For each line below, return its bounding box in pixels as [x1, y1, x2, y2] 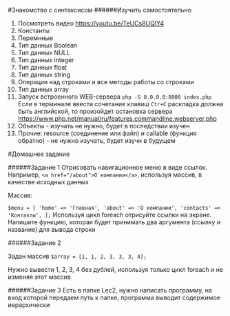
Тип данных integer [17, 56, 74, 64]
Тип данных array [17, 86, 70, 93]
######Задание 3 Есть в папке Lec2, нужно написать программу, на [8, 286, 213, 294]
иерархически [8, 301, 50, 309]
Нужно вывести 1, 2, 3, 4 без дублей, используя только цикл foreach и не [8, 266, 223, 273]
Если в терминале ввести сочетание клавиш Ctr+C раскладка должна [17, 100, 224, 108]
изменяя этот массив [8, 273, 71, 281]
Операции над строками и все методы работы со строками [17, 78, 195, 86]
